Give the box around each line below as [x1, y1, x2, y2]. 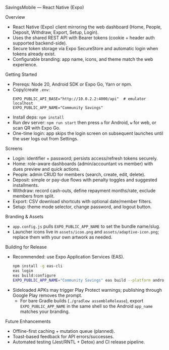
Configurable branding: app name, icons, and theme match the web [12, 56, 153, 62]
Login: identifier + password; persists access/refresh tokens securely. [12, 155, 158, 161]
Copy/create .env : [12, 87, 50, 93]
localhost [12, 101, 34, 106]
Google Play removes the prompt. [12, 292, 82, 298]
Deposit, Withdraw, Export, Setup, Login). [12, 29, 99, 35]
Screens [5, 145, 23, 151]
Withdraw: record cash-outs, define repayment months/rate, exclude [12, 187, 156, 193]
